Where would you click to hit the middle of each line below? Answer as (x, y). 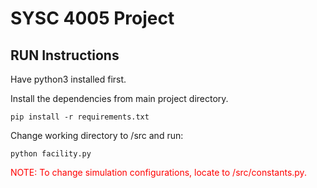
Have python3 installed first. (68, 79)
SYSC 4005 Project (92, 18)
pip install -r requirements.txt (80, 117)
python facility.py (51, 154)
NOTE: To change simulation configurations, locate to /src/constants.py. (158, 172)
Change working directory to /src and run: (97, 135)
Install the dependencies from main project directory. (119, 98)
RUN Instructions (65, 55)
